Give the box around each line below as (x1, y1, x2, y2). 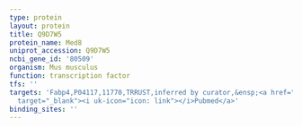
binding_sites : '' (9, 105, 78, 114)
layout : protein (9, 21, 70, 30)
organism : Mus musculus (9, 63, 99, 72)
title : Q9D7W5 (9, 30, 63, 38)
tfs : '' (9, 80, 39, 89)
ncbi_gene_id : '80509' (9, 55, 94, 63)
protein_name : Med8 (9, 38, 83, 47)
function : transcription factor (9, 72, 130, 80)
